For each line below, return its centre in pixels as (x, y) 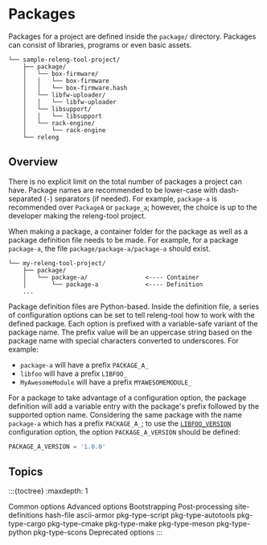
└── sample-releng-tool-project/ (64, 60)
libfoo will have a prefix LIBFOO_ (73, 373)
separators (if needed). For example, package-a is (136, 198)
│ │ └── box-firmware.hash (75, 88)
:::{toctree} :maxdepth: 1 (48, 491)
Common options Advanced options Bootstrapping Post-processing (121, 507)
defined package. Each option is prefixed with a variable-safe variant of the (133, 323)
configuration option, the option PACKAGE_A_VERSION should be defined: (124, 431)
